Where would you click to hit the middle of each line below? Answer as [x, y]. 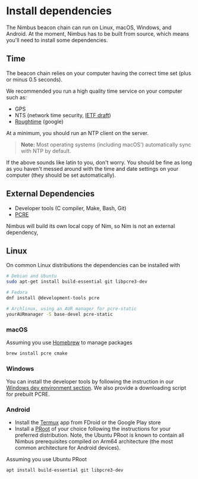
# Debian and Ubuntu [32, 276]
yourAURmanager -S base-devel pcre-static [59, 314]
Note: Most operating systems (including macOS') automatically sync [106, 145]
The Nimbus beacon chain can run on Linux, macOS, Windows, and [89, 27]
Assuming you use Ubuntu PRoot [47, 459]
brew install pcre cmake [37, 353]
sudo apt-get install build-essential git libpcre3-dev [77, 282]
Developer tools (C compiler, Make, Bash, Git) [70, 208]
